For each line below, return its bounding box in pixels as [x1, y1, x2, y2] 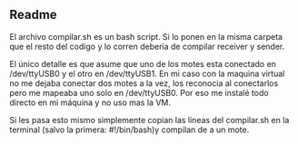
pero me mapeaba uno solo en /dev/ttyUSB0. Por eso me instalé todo [9, 87, 270, 98]
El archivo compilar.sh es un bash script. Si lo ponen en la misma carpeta [9, 31, 283, 42]
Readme [9, 7, 57, 23]
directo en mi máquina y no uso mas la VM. [9, 97, 171, 108]
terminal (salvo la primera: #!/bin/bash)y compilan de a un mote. [9, 124, 250, 135]
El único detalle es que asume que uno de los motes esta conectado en [9, 58, 277, 69]
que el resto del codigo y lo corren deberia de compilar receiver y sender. [9, 41, 285, 52]
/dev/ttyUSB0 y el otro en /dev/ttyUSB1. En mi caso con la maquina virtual [9, 68, 285, 79]
